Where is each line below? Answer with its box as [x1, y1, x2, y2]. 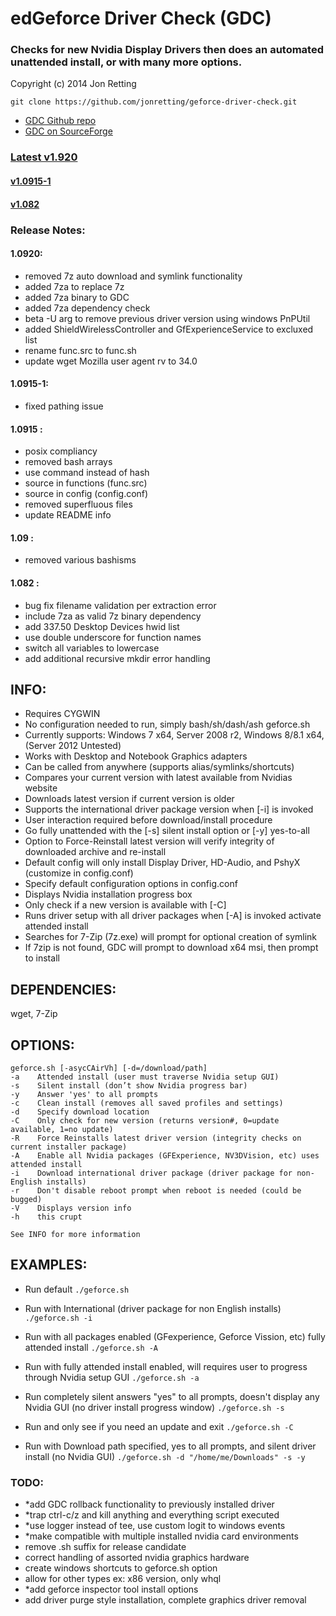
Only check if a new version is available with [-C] [24, 899, 227, 911]
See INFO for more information [10, 1229, 141, 1239]
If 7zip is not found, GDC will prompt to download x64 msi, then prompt [24, 942, 319, 954]
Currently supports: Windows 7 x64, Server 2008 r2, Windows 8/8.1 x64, [24, 729, 325, 741]
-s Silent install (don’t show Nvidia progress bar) [10, 1080, 248, 1091]
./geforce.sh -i [24, 1313, 93, 1323]
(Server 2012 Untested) [24, 740, 122, 752]
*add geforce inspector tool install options [24, 1583, 199, 1596]
